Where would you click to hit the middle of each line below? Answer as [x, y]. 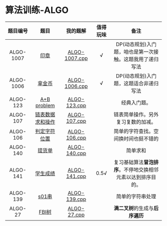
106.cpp [76, 138]
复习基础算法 [129, 162]
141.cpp [76, 176]
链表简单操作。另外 [136, 114]
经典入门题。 [136, 102]
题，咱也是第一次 [134, 52]
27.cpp [76, 215]
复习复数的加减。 [136, 122]
